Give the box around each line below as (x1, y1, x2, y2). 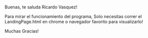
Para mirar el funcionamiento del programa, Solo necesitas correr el (4, 14, 142, 19)
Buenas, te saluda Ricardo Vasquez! (4, 4, 78, 10)
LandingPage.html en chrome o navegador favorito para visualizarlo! (4, 19, 144, 24)
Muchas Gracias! (4, 28, 39, 34)
